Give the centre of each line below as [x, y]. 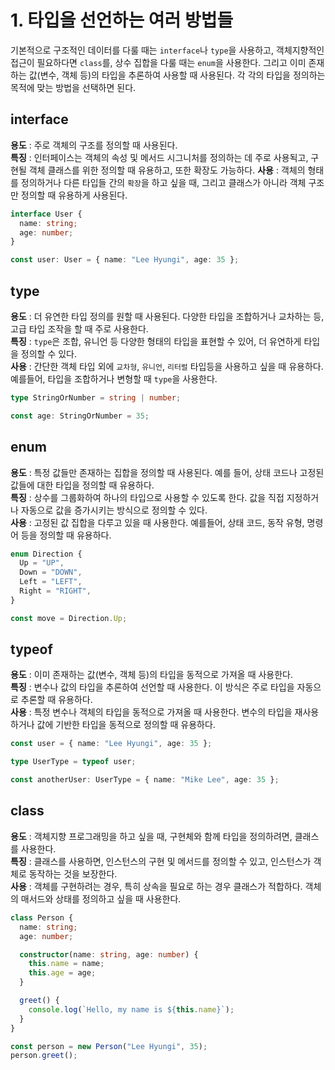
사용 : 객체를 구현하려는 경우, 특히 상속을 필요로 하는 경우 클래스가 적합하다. [156, 886]
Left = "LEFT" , [51, 582]
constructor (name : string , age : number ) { [109, 954]
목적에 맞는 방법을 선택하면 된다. [73, 87]
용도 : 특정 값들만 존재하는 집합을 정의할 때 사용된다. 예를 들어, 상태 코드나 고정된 [167, 472]
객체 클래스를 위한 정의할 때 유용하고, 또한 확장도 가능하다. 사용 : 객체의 [167, 170]
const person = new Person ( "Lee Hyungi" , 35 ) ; [109, 1046]
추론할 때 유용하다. [56, 700]
